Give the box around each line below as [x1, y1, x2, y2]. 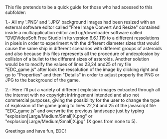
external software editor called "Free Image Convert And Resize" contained [5, 24, 160, 30]
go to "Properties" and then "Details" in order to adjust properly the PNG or [5, 72, 160, 77]
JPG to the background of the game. [5, 77, 80, 83]
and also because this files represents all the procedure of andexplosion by [5, 51, 160, 57]
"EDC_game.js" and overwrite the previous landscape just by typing [5, 108, 145, 114]
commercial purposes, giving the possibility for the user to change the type [5, 97, 160, 103]
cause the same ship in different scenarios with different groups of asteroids [5, 46, 162, 51]
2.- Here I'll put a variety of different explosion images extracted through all [5, 87, 161, 92]
